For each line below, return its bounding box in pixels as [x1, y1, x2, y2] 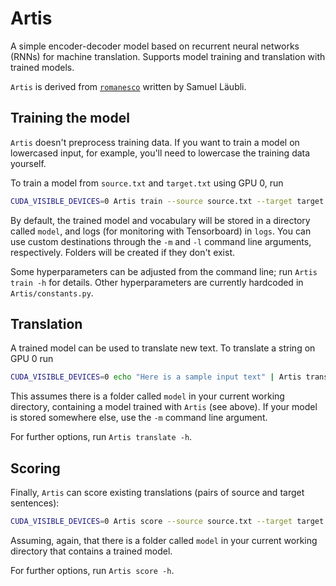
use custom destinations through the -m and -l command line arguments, [10, 235, 312, 247]
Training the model [10, 110, 130, 127]
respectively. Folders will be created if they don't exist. [10, 246, 236, 258]
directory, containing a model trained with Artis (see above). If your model [10, 401, 318, 413]
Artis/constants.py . [10, 287, 94, 299]
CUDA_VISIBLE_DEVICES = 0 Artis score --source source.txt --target [10, 517, 293, 527]
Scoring [10, 460, 61, 477]
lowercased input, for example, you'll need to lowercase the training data [10, 147, 311, 159]
